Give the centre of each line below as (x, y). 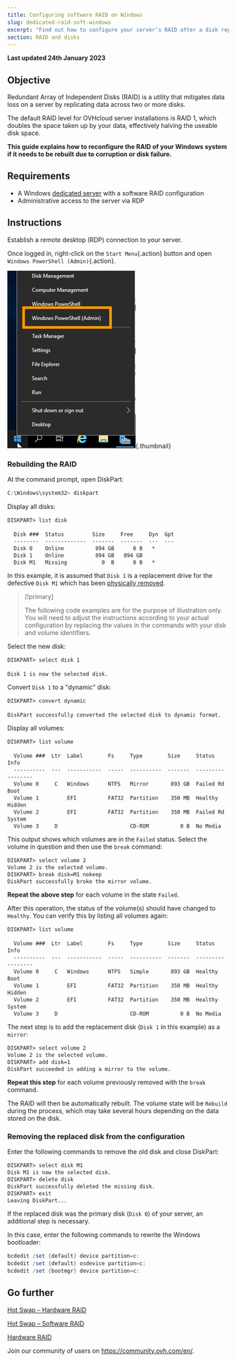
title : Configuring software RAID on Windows (75, 15)
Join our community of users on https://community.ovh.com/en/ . (101, 1351)
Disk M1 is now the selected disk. (59, 1173)
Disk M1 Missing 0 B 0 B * (85, 563)
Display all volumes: (36, 728)
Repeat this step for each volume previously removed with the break (106, 1082)
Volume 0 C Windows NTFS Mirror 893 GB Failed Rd (119, 784)
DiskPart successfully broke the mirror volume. (80, 881)
